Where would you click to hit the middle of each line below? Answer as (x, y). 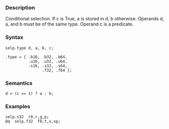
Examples (18, 106)
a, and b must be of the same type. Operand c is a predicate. (69, 24)
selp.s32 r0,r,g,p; (27, 117)
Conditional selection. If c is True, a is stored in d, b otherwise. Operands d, (85, 19)
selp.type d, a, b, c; (29, 48)
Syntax (14, 37)
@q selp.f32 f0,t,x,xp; (33, 121)
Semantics (19, 83)
